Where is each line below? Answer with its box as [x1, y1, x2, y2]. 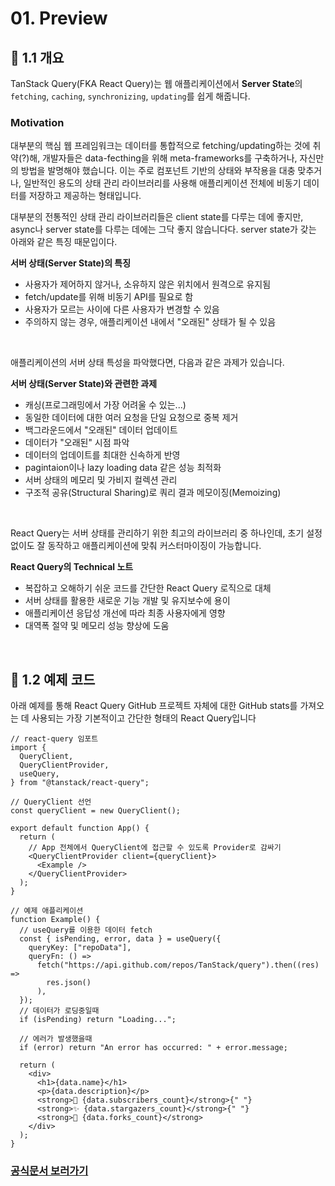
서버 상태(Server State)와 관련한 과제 [10, 378, 158, 390]
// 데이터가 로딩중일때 [19, 1006, 100, 1016]
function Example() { [10, 915, 101, 925]
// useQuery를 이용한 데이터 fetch [19, 925, 153, 936]
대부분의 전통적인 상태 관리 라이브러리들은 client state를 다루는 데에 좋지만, [10, 211, 304, 223]
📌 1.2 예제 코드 [10, 671, 96, 688]
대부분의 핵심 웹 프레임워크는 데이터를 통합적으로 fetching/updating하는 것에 [10, 140, 311, 152]
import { [10, 743, 47, 753]
